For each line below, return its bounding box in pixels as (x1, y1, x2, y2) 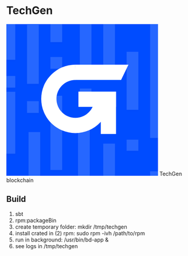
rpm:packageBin (15, 217, 56, 224)
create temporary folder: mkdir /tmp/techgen (15, 223, 127, 231)
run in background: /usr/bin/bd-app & (15, 236, 109, 243)
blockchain (6, 177, 34, 184)
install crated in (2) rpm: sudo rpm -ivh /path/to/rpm (15, 229, 146, 237)
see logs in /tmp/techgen (15, 242, 78, 249)
